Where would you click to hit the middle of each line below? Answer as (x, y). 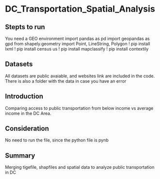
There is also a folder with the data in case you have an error (66, 81)
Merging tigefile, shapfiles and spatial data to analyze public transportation (80, 167)
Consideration (27, 129)
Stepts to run (25, 27)
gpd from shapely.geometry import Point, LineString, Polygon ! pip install (78, 44)
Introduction (24, 97)
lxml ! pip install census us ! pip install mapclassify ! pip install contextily (77, 49)
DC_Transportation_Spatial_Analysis (80, 9)
